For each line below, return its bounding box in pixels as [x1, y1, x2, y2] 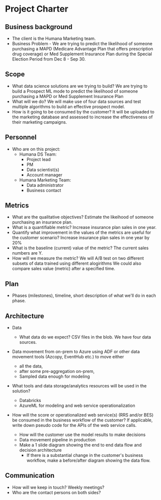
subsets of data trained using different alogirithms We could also [12, 260, 142, 266]
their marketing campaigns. [12, 119, 67, 125]
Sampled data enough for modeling [19, 373, 90, 379]
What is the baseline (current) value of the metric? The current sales [12, 245, 149, 251]
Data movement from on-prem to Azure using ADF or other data [12, 349, 140, 355]
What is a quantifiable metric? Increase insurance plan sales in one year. [12, 225, 157, 230]
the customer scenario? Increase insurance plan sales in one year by [12, 235, 150, 241]
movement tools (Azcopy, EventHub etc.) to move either [12, 354, 124, 360]
